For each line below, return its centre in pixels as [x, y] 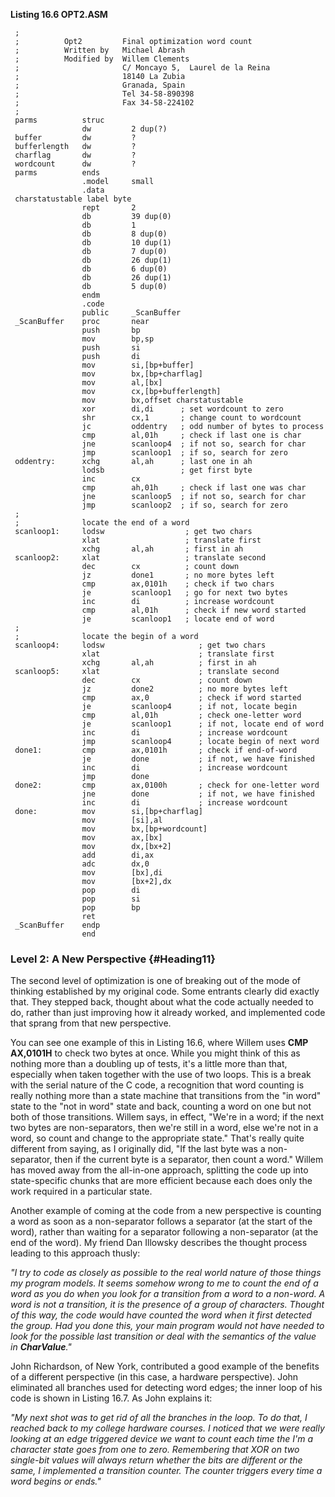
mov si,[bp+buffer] [138, 365]
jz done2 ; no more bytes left [184, 689]
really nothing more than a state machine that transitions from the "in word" [166, 1096]
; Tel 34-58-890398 [104, 94]
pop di [111, 890]
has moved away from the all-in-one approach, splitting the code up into [159, 1170]
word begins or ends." [56, 1481]
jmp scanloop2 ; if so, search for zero [184, 505]
